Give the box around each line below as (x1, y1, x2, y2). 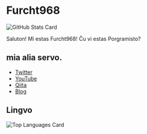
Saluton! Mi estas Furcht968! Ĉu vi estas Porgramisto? (6, 35, 141, 42)
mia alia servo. (6, 52, 63, 63)
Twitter (14, 69, 33, 76)
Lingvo (6, 105, 33, 115)
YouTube (14, 75, 37, 82)
